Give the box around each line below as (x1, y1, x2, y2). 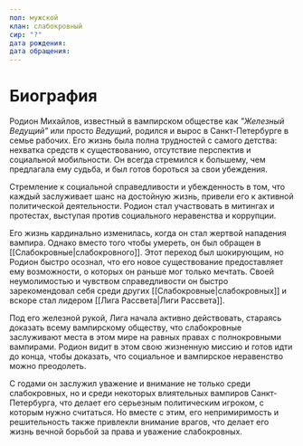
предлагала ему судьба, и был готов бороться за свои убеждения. (9, 164, 269, 175)
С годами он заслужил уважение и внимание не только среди (9, 378, 251, 389)
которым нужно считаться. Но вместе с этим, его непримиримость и (9, 407, 279, 418)
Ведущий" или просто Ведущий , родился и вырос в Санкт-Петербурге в (9, 126, 289, 137)
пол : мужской (9, 13, 59, 23)
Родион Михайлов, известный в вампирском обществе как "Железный (9, 116, 285, 127)
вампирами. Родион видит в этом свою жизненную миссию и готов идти (9, 341, 293, 353)
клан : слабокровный (9, 22, 83, 31)
